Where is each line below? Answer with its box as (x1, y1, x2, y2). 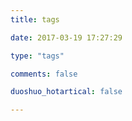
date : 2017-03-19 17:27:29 (10, 32, 123, 43)
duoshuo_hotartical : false (10, 87, 123, 97)
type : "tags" (10, 51, 65, 61)
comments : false (10, 69, 78, 79)
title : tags (10, 14, 60, 25)
